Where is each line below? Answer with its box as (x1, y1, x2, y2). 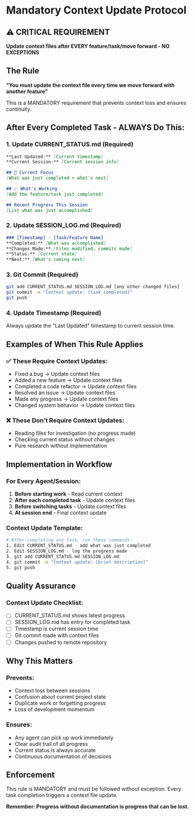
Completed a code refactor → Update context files (14, 383, 137, 390)
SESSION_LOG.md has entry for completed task (14, 619, 131, 626)
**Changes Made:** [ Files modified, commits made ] (6, 246, 133, 252)
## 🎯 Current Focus (6, 170, 54, 176)
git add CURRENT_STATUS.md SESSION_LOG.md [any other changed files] (6, 284, 180, 290)
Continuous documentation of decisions (14, 752, 112, 760)
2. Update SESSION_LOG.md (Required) (6, 222, 122, 230)
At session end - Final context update (14, 509, 107, 516)
